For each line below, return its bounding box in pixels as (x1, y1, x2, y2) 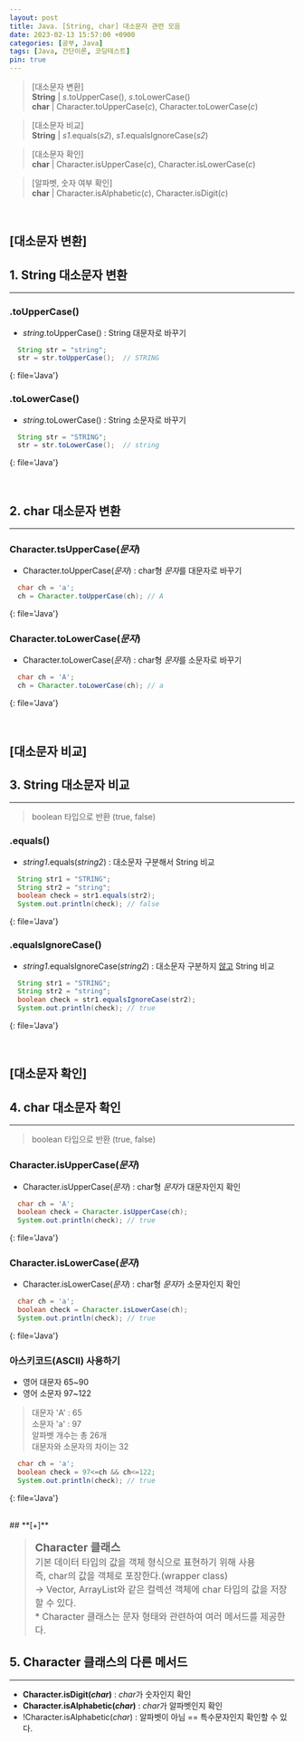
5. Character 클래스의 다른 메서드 (9, 1654, 188, 1670)
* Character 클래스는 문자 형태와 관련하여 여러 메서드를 (34, 1610, 259, 1622)
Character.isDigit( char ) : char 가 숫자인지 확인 (22, 1689, 192, 1699)
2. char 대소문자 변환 (9, 503, 121, 519)
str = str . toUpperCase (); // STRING (17, 354, 160, 363)
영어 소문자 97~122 (22, 1388, 92, 1399)
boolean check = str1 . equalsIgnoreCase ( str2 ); (17, 995, 196, 1005)
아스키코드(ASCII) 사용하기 (9, 1354, 120, 1367)
